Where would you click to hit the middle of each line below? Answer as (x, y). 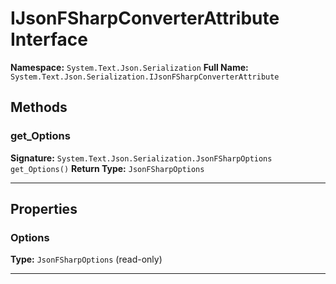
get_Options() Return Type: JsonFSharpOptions (107, 168)
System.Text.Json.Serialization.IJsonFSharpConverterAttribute (145, 77)
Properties (44, 209)
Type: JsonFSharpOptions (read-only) (86, 259)
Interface (49, 39)
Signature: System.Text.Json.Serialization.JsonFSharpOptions (141, 158)
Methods (39, 107)
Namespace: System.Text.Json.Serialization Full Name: (129, 67)
